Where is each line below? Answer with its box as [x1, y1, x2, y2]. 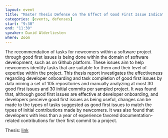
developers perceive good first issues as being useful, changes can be [5, 96, 151, 102]
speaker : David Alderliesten [5, 30, 66, 35]
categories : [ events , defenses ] [5, 16, 72, 21]
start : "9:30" [5, 21, 35, 26]
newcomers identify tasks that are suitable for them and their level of [5, 64, 147, 70]
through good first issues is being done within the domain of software [5, 54, 149, 60]
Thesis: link [5, 127, 29, 133]
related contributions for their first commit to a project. [5, 118, 117, 124]
